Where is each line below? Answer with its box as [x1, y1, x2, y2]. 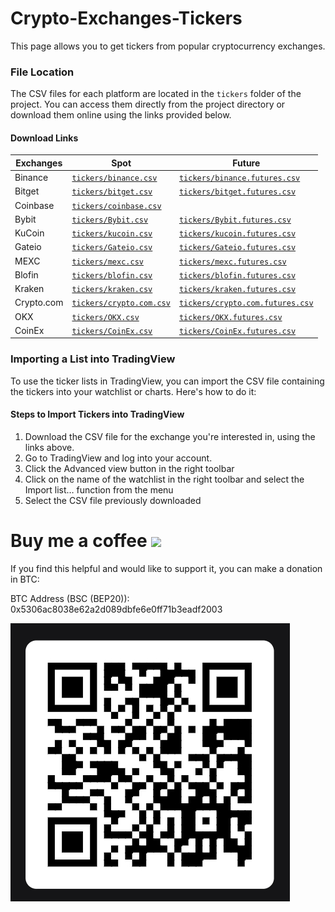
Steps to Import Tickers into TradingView [10, 408, 185, 421]
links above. [24, 441, 75, 453]
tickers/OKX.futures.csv [178, 312, 283, 322]
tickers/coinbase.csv [71, 201, 162, 211]
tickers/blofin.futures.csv [178, 270, 297, 281]
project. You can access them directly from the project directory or [10, 98, 286, 111]
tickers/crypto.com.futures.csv [178, 298, 314, 309]
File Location [10, 65, 75, 79]
